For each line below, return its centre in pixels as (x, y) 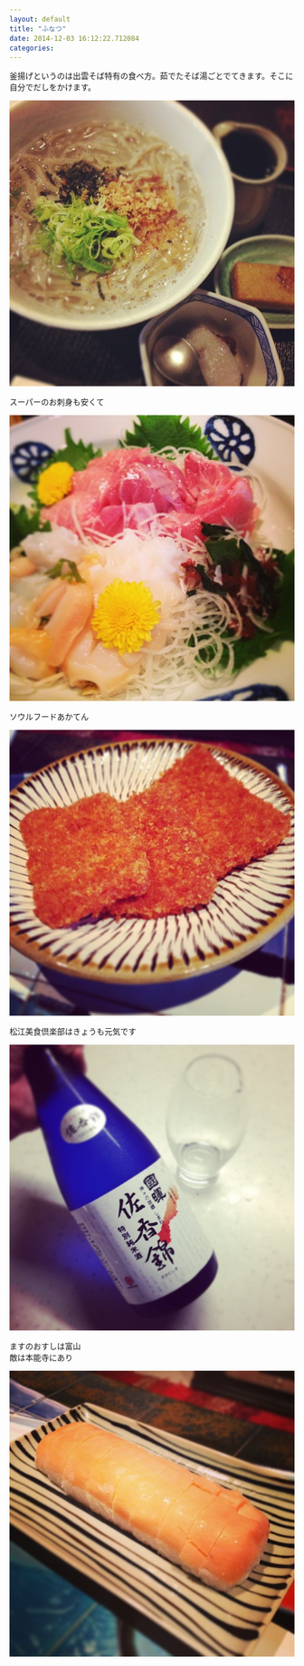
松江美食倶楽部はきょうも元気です (73, 1032)
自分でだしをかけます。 (53, 87)
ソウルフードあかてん (49, 717)
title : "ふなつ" (38, 29)
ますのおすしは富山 (45, 1347)
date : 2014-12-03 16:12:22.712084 (75, 38)
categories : (32, 48)
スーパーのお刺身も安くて (57, 402)
